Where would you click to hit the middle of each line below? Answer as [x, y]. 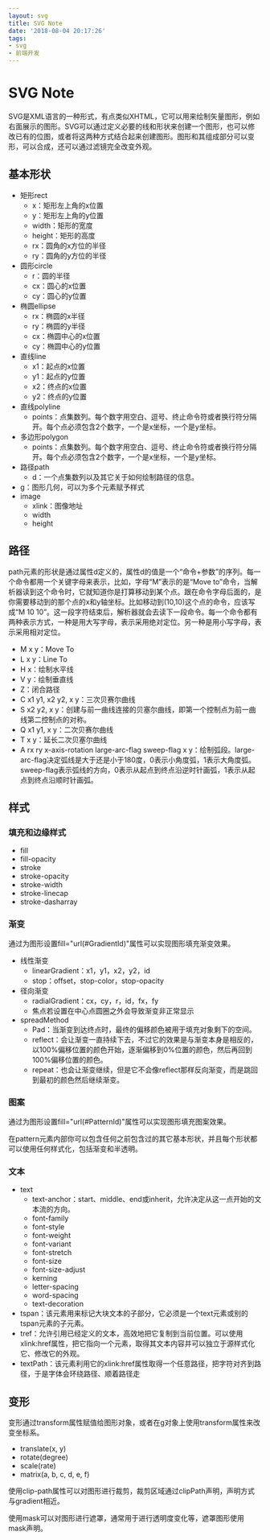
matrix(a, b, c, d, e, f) [55, 1474]
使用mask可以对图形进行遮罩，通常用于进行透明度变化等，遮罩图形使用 [127, 1517]
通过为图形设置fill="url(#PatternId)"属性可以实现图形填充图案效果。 [119, 1121]
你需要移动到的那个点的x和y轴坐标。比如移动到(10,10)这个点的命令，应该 [129, 601]
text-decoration [58, 1304]
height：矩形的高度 [63, 235]
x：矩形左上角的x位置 [67, 205]
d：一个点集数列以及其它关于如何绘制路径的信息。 [115, 477]
